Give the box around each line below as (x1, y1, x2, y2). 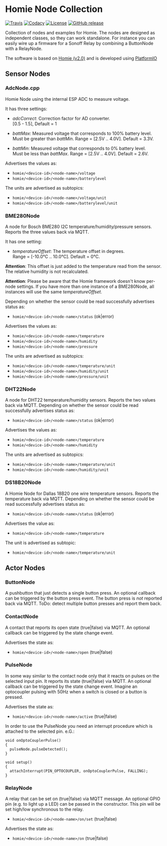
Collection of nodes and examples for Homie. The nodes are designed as (5, 29, 156, 35)
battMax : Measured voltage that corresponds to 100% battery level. (12, 130, 152, 136)
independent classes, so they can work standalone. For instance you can (5, 35, 156, 41)
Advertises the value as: (5, 520, 55, 526)
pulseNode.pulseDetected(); (9, 747, 68, 752)
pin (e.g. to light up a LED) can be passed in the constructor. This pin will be (5, 801, 161, 807)
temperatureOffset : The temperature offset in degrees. (12, 248, 125, 254)
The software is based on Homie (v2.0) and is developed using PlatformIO (5, 55, 158, 61)
